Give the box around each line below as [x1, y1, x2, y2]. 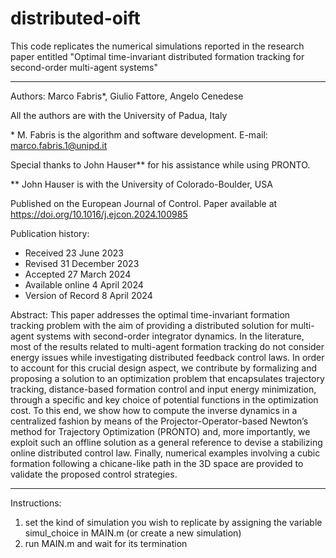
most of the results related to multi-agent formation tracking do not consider [10, 340, 325, 352]
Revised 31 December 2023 [24, 257, 140, 269]
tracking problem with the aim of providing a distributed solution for [10, 319, 289, 331]
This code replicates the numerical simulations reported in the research [10, 40, 305, 52]
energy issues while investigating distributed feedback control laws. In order [10, 351, 325, 363]
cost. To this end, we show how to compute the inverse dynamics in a [10, 404, 298, 416]
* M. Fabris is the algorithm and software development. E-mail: [10, 128, 268, 141]
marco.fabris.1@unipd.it [10, 139, 108, 151]
